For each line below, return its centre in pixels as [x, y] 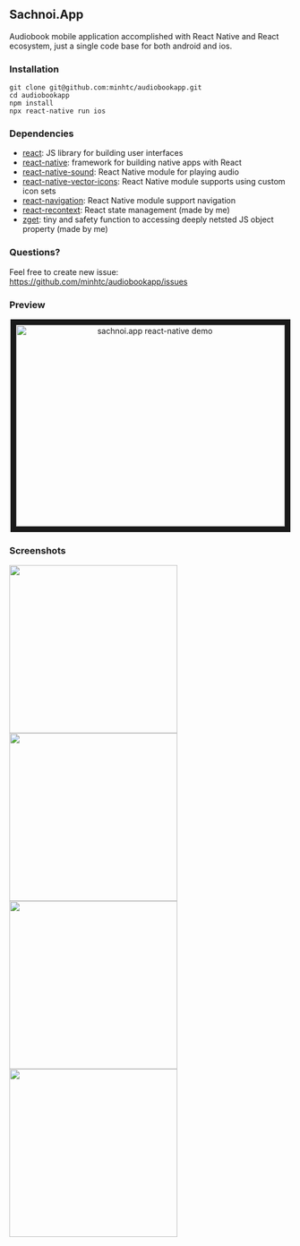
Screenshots [38, 550]
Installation [34, 69]
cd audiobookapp [39, 96]
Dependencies [42, 133]
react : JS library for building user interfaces [103, 153]
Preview [27, 305]
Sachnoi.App [47, 15]
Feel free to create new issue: [64, 271]
